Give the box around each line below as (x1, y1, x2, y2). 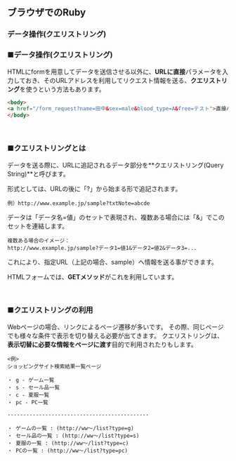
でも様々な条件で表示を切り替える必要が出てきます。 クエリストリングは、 (7, 331, 223, 340)
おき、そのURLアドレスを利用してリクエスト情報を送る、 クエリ (25, 76, 209, 84)
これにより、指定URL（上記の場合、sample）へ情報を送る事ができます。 (7, 258, 218, 266)
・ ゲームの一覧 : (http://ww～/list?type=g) (7, 425, 135, 432)
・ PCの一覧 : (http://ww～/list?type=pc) (7, 447, 129, 454)
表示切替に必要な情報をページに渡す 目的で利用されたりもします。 (7, 340, 198, 349)
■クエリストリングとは (7, 143, 86, 153)
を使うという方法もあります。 (20, 85, 105, 93)
